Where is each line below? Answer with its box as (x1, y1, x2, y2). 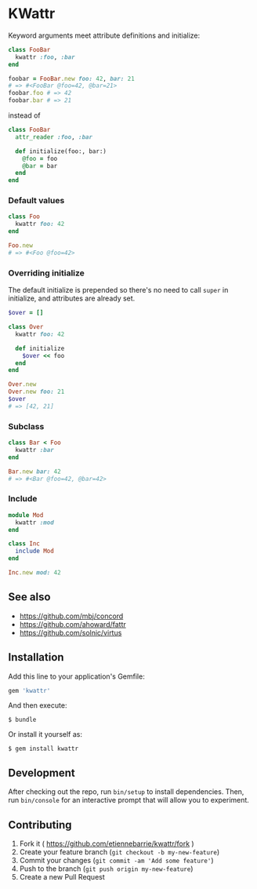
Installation (8, 650, 64, 664)
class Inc (8, 540, 41, 548)
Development (8, 766, 76, 779)
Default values (8, 195, 65, 206)
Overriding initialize (8, 268, 85, 279)
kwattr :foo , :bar (15, 53, 76, 61)
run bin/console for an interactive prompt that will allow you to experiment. (8, 796, 249, 805)
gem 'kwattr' (8, 687, 51, 694)
